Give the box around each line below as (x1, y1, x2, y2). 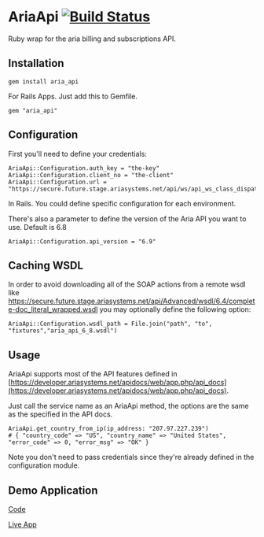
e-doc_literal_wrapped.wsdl (8, 305, 98, 314)
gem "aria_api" (8, 106, 58, 114)
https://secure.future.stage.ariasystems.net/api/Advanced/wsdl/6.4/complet (8, 296, 255, 306)
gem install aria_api (8, 77, 79, 86)
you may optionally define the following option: (99, 305, 251, 314)
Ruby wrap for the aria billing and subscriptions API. (8, 34, 177, 43)
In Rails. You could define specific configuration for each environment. (8, 198, 236, 208)
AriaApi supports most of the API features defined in (8, 369, 178, 379)
